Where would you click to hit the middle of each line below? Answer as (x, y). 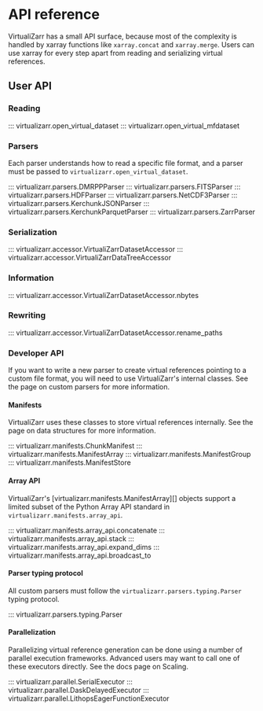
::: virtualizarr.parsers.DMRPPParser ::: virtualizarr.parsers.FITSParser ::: (124, 186)
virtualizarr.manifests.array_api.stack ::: (71, 538)
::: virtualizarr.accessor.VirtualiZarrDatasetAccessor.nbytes (103, 295)
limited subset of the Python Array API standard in (89, 507)
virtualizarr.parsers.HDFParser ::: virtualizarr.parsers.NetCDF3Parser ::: (123, 195)
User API (30, 86)
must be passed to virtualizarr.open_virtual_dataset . (98, 171)
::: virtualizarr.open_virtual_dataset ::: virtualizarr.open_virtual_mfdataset (124, 125)
